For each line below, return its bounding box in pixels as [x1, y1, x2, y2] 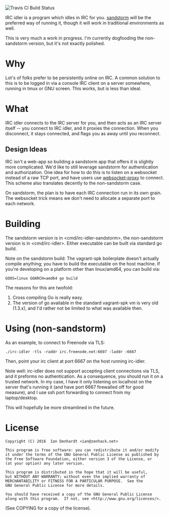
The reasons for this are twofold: [5, 284, 73, 291]
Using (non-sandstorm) [5, 323, 106, 334]
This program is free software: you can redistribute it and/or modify [5, 447, 159, 452]
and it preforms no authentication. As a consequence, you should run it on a [5, 373, 163, 379]
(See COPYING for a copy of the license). [5, 505, 91, 511]
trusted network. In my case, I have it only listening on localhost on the [5, 378, 152, 384]
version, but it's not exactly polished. [28, 40, 105, 46]
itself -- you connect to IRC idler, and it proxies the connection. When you [5, 125, 158, 131]
